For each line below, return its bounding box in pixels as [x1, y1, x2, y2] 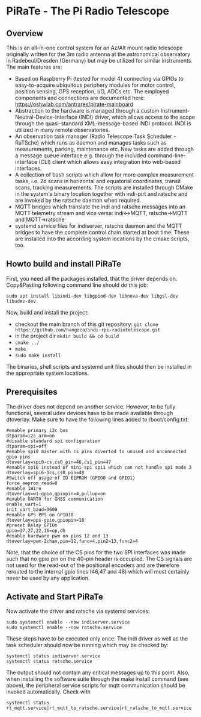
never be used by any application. [6, 574, 90, 581]
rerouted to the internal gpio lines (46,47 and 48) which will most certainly [6, 568, 190, 575]
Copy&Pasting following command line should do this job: [6, 281, 149, 289]
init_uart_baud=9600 [6, 506, 58, 513]
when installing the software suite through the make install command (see [6, 675, 189, 683]
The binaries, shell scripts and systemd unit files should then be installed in [6, 363, 192, 370]
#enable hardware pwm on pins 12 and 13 [6, 533, 109, 539]
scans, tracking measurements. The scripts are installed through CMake [14, 184, 193, 191]
